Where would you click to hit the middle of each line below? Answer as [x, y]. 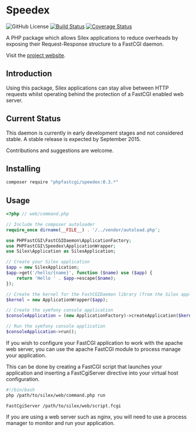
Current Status [34, 119]
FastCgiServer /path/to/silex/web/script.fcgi [64, 406]
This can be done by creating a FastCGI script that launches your [84, 366]
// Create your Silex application [48, 262]
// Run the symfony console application [56, 326]
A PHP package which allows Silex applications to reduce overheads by [92, 37]
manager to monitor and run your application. [60, 423]
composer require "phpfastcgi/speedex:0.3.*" [62, 182]
